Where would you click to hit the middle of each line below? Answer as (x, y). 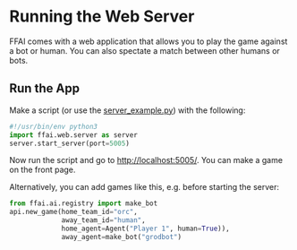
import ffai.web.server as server (74, 135)
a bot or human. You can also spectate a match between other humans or (144, 50)
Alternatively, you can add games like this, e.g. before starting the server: (144, 187)
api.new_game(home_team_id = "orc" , (74, 212)
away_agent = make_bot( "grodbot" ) (121, 237)
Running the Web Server (102, 17)
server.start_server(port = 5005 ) (69, 143)
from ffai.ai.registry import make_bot (84, 203)
